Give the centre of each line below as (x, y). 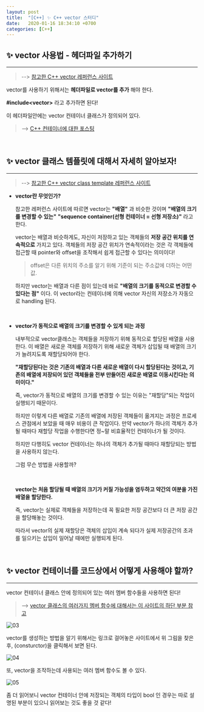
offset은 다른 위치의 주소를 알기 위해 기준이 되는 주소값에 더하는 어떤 (111, 265)
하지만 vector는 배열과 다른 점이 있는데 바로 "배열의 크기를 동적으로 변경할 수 (106, 286)
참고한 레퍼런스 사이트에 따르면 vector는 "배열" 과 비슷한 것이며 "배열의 (100, 208)
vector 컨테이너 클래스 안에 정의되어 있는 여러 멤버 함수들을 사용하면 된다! (93, 593)
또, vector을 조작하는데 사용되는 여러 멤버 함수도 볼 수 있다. (76, 670)
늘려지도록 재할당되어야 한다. (56, 354)
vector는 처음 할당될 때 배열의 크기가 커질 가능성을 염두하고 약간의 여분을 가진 (106, 489)
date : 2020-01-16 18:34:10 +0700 (51, 23)
